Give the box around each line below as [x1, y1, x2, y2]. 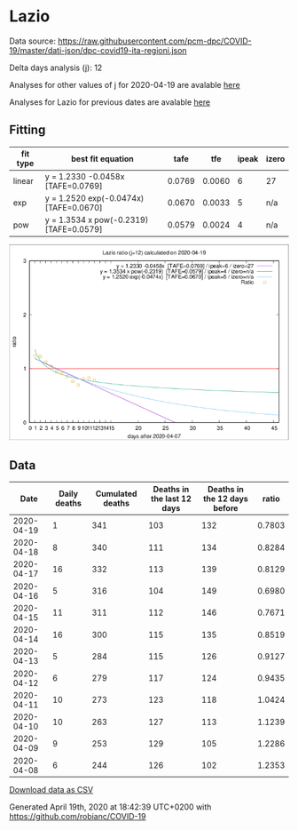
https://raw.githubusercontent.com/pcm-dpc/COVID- [57, 36, 253, 46]
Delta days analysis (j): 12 [9, 62, 103, 73]
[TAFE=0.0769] [44, 180, 103, 191]
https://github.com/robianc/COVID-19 [9, 811, 146, 822]
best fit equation [70, 153, 135, 164]
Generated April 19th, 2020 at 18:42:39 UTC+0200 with [9, 802, 212, 812]
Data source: [9, 36, 56, 46]
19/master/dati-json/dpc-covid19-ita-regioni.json [9, 44, 188, 55]
